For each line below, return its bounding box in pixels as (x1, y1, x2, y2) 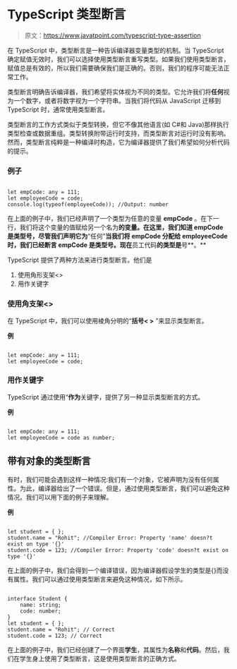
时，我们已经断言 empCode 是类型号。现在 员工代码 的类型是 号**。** (7, 241, 207, 249)
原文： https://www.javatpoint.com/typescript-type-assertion (24, 31, 201, 40)
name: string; (20, 601, 61, 608)
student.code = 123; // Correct (7, 632, 102, 639)
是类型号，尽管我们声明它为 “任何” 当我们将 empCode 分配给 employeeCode (7, 232, 228, 241)
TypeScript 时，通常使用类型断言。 (7, 105, 109, 114)
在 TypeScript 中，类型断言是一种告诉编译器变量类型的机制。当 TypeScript (7, 46, 224, 54)
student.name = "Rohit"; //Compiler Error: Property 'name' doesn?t (7, 534, 213, 541)
